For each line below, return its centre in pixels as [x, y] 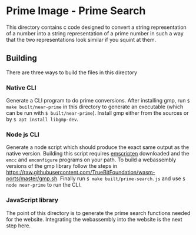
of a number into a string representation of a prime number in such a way [95, 33]
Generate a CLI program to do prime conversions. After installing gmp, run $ [98, 101]
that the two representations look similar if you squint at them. [81, 39]
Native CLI [21, 88]
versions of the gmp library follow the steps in [62, 166]
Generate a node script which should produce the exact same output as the [98, 147]
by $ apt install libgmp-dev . [42, 120]
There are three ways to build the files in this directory [72, 72]
